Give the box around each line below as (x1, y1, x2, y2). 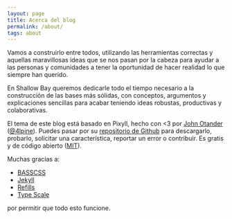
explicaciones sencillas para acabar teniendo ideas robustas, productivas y (7, 98, 222, 107)
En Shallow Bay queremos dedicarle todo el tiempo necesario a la (7, 84, 195, 92)
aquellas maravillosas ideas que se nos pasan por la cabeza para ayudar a (7, 56, 220, 64)
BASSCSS (17, 168, 46, 177)
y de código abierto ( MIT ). (7, 141, 82, 150)
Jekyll (17, 176, 35, 184)
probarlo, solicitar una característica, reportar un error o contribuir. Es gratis (7, 134, 224, 143)
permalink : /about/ (7, 23, 64, 30)
